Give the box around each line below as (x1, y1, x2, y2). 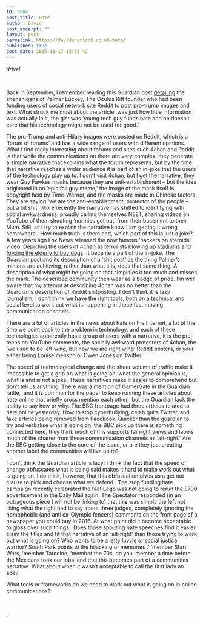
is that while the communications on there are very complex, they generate (6, 152, 193, 159)
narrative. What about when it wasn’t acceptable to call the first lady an (6, 562, 184, 569)
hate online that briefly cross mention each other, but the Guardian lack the (6, 395, 195, 403)
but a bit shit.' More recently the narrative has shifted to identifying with (6, 204, 185, 211)
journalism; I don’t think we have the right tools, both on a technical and (6, 294, 185, 302)
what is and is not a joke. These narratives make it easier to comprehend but (6, 376, 197, 383)
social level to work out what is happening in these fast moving (6, 301, 164, 308)
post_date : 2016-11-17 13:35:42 (6, 49, 88, 55)
